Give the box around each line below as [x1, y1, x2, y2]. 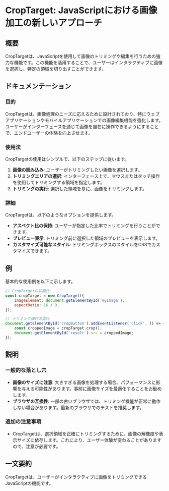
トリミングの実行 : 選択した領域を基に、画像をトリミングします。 [12, 185, 147, 192]
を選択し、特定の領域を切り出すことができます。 [5, 66, 107, 72]
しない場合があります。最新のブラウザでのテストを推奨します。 [12, 404, 144, 410]
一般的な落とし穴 [5, 367, 47, 374]
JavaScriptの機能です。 [5, 480, 54, 486]
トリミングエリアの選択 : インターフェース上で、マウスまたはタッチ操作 [12, 173, 160, 179]
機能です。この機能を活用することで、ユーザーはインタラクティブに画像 [14, 60, 163, 66]
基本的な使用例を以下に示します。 [5, 279, 75, 285]
